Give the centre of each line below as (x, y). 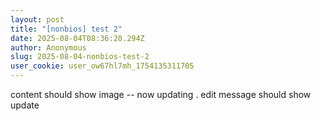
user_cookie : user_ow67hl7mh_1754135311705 (102, 66)
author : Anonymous (48, 47)
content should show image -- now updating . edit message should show (161, 94)
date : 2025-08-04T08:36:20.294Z (77, 38)
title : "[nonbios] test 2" (66, 29)
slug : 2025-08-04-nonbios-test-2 (80, 57)
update (25, 105)
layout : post (37, 19)
